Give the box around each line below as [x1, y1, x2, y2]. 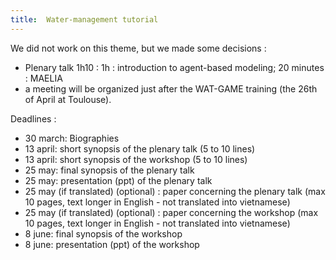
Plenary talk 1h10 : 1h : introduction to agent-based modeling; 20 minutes [24, 61, 325, 73]
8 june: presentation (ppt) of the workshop [24, 238, 200, 250]
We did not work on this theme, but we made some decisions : [10, 42, 267, 54]
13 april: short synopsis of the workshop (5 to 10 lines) [24, 153, 248, 165]
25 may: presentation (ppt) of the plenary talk [24, 174, 213, 186]
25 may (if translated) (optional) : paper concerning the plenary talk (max [24, 185, 326, 197]
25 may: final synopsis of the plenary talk [24, 164, 195, 176]
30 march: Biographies [24, 132, 120, 144]
